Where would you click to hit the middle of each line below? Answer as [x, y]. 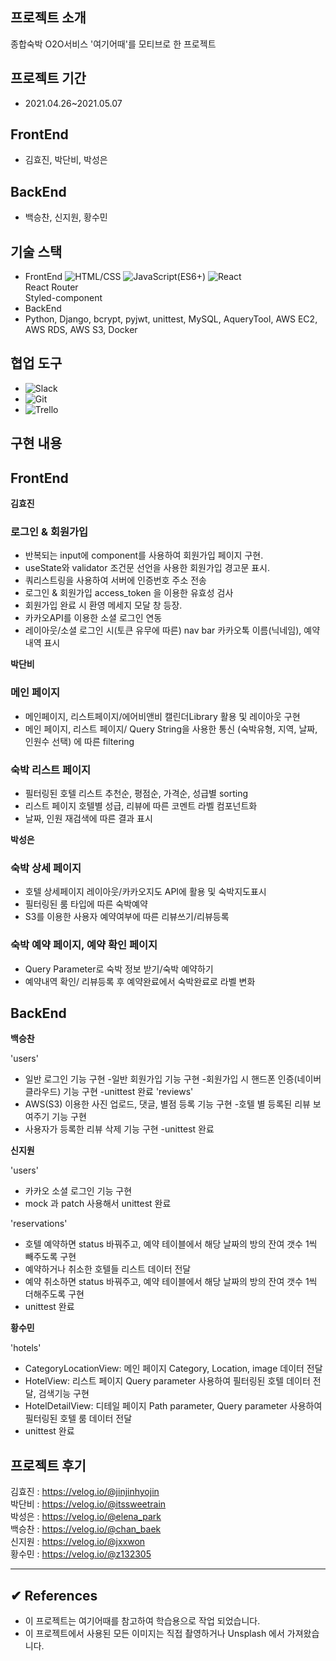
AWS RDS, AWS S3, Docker [81, 330]
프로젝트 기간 [48, 78]
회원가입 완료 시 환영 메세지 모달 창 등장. [103, 605]
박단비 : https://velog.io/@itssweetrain [88, 1504]
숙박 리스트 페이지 [51, 770]
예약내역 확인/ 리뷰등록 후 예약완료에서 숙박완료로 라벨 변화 [140, 981]
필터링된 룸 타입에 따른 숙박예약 [86, 904]
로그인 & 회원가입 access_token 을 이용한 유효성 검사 [129, 593]
